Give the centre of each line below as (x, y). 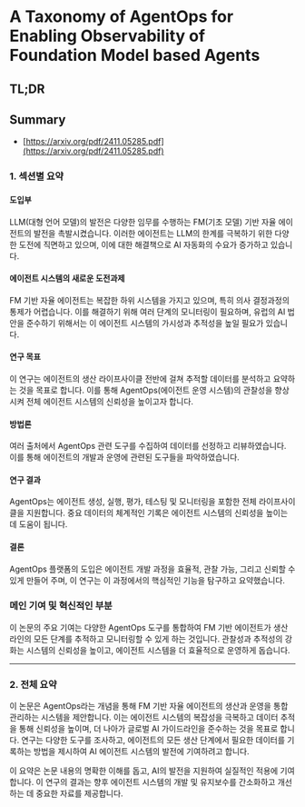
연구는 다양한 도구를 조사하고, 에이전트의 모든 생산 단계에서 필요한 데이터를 (153, 740)
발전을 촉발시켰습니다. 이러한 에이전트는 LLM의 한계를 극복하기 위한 (153, 233)
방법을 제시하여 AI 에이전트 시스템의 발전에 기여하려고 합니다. (141, 752)
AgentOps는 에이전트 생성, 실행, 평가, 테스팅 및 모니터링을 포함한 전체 (133, 502)
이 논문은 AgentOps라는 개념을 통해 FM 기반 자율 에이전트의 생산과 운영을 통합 (149, 706)
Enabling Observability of (108, 36)
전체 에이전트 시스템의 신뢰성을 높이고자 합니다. (109, 401)
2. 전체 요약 (33, 684)
